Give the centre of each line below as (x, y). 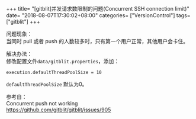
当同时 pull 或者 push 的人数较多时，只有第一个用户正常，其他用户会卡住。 (97, 41)
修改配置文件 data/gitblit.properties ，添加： (63, 61)
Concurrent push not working (42, 103)
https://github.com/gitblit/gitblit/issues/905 (59, 110)
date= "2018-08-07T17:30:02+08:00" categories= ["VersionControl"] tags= (98, 15)
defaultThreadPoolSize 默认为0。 (47, 84)
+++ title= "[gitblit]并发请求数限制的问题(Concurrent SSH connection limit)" (98, 9)
